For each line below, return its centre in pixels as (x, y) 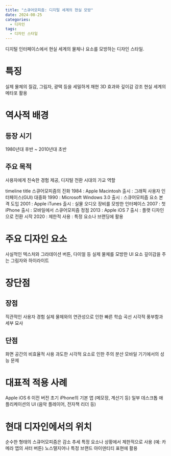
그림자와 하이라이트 (30, 260)
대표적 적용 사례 (36, 383)
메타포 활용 (16, 93)
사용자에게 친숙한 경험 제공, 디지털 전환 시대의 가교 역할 (60, 180)
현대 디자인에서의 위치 (48, 427)
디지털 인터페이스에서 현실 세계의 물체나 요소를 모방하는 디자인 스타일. (75, 49)
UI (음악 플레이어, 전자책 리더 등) (64, 404)
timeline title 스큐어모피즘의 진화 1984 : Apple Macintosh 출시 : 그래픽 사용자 (83, 191)
